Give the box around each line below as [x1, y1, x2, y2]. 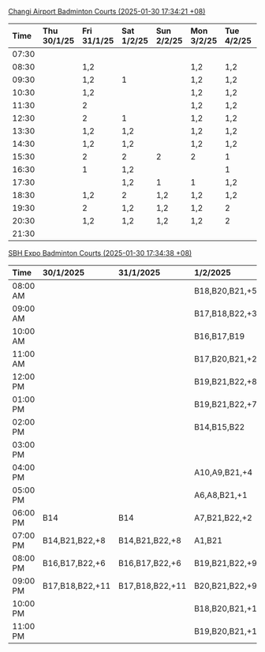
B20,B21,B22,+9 [194, 580, 258, 591]
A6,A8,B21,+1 [194, 489, 248, 500]
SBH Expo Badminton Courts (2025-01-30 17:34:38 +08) [8, 249, 192, 257]
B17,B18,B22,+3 [194, 308, 258, 319]
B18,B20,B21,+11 [194, 603, 263, 614]
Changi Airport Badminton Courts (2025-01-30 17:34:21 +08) [8, 7, 206, 16]
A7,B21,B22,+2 [194, 512, 252, 523]
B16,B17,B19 [194, 331, 245, 342]
